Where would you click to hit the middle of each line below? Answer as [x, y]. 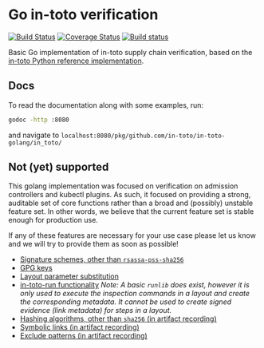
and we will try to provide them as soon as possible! [94, 244]
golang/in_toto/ [35, 142]
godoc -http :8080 [39, 120]
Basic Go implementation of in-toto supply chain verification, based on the [130, 52]
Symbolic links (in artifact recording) [79, 327]
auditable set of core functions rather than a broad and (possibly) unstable [131, 203]
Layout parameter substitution [69, 276]
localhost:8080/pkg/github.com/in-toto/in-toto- [143, 136]
